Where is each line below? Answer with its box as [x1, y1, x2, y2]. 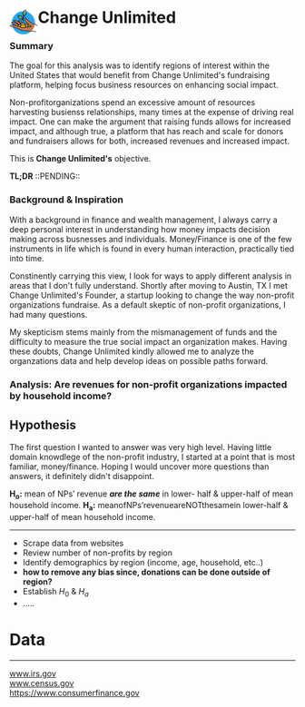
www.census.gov [9, 677, 74, 688]
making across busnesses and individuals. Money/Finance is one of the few [9, 233, 292, 244]
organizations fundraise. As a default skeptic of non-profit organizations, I [9, 299, 286, 310]
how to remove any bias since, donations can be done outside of [22, 566, 271, 578]
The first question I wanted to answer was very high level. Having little [9, 441, 272, 452]
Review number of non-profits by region [22, 547, 172, 558]
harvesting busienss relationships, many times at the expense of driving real [9, 107, 294, 118]
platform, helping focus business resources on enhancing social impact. [9, 80, 279, 91]
